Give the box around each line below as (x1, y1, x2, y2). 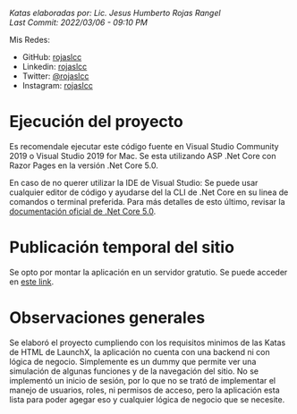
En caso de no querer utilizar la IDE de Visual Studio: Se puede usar (9, 177, 259, 188)
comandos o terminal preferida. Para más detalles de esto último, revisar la (9, 196, 285, 207)
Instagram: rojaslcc (21, 80, 94, 90)
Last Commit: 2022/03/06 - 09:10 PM (9, 17, 148, 28)
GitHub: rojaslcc (21, 52, 82, 62)
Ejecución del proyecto (9, 112, 183, 132)
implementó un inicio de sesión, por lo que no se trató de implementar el (9, 375, 276, 385)
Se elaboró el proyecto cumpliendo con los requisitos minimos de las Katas (9, 337, 286, 348)
